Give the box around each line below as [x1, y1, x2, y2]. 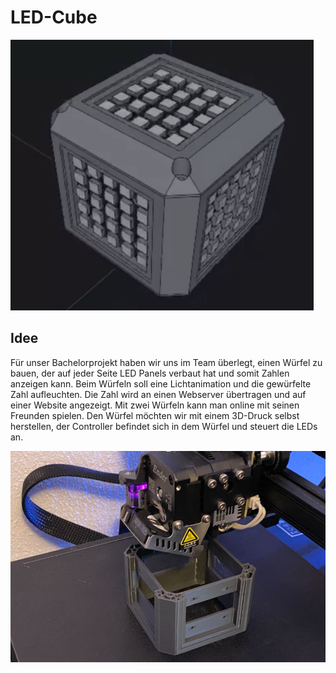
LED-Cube [10, 6, 98, 29]
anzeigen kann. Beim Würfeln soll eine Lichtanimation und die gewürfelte [10, 377, 312, 390]
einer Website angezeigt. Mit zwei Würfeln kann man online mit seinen [10, 399, 300, 411]
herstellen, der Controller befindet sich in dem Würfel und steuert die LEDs [10, 420, 318, 432]
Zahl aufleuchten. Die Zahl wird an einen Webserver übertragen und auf [10, 388, 307, 400]
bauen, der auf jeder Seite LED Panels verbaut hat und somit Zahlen [10, 367, 290, 379]
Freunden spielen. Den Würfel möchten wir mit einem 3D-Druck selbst [10, 409, 300, 421]
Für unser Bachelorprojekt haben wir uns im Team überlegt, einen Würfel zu [10, 356, 323, 368]
